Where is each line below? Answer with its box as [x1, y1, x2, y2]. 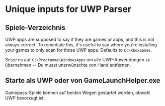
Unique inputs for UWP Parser [5, 3, 132, 15]
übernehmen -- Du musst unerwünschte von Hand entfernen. [5, 62, 131, 68]
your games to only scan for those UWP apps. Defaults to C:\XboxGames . [5, 47, 153, 53]
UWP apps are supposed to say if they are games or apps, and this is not [5, 36, 155, 42]
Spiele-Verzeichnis [5, 23, 66, 32]
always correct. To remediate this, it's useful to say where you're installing [5, 42, 158, 48]
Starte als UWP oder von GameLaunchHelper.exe [5, 76, 161, 85]
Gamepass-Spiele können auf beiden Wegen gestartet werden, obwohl [5, 90, 151, 96]
